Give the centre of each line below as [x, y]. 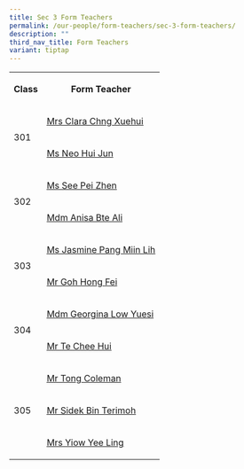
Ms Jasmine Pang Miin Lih [101, 250]
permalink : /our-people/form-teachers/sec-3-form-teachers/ [123, 26]
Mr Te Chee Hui [79, 347]
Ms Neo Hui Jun [80, 153]
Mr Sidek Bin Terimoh [91, 410]
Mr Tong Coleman [84, 379]
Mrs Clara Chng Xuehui [95, 121]
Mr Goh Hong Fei [82, 282]
